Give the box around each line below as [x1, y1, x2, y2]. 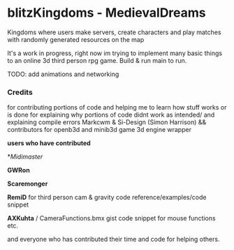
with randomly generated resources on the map [7, 35, 145, 43]
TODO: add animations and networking [7, 70, 119, 78]
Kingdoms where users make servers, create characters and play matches [7, 28, 221, 36]
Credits [7, 87, 33, 97]
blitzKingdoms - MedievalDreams [7, 5, 206, 21]
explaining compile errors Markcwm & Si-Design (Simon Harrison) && [7, 118, 207, 126]
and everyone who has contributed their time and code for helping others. [7, 235, 220, 244]
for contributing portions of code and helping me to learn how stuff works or [7, 103, 227, 112]
